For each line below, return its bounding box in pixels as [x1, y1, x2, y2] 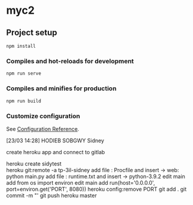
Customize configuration [6, 112, 81, 120]
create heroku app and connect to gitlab [6, 148, 105, 155]
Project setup [6, 27, 58, 38]
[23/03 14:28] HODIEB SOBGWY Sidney [6, 137, 105, 144]
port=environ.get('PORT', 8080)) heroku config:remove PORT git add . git [6, 185, 187, 192]
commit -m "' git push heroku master [6, 192, 97, 199]
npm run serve [6, 71, 42, 77]
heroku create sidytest [6, 160, 62, 167]
